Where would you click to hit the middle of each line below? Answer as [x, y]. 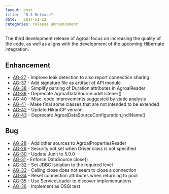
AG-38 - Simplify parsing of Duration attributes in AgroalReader [79, 88]
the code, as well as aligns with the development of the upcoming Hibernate [85, 44]
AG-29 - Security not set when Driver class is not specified [74, 148]
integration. [17, 49]
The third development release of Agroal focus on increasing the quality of [83, 38]
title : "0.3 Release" [29, 15]
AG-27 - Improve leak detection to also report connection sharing [81, 77]
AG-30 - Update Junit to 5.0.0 [44, 154]
